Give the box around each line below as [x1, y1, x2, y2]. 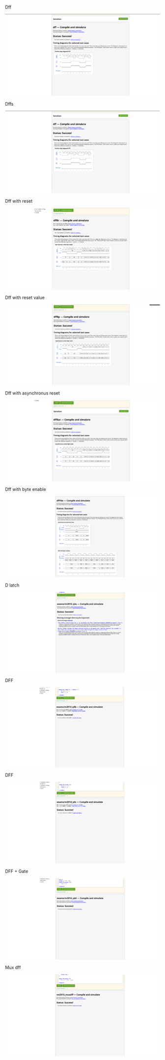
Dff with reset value [5, 294, 45, 300]
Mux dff [5, 964, 21, 971]
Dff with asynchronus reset [5, 390, 60, 396]
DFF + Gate [5, 868, 28, 874]
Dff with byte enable [5, 486, 46, 492]
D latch [5, 582, 20, 588]
